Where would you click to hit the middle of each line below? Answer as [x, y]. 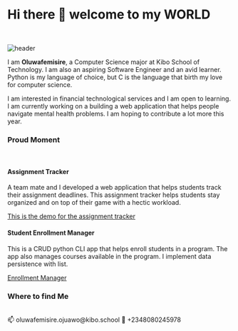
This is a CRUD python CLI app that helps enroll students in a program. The [118, 248]
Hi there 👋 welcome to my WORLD [109, 15]
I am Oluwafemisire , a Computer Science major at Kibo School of [104, 62]
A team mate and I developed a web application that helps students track [115, 188]
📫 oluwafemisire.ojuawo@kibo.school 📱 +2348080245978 [94, 320]
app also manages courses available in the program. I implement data [109, 256]
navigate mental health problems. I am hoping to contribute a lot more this [116, 113]
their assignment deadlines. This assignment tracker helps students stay [114, 195]
